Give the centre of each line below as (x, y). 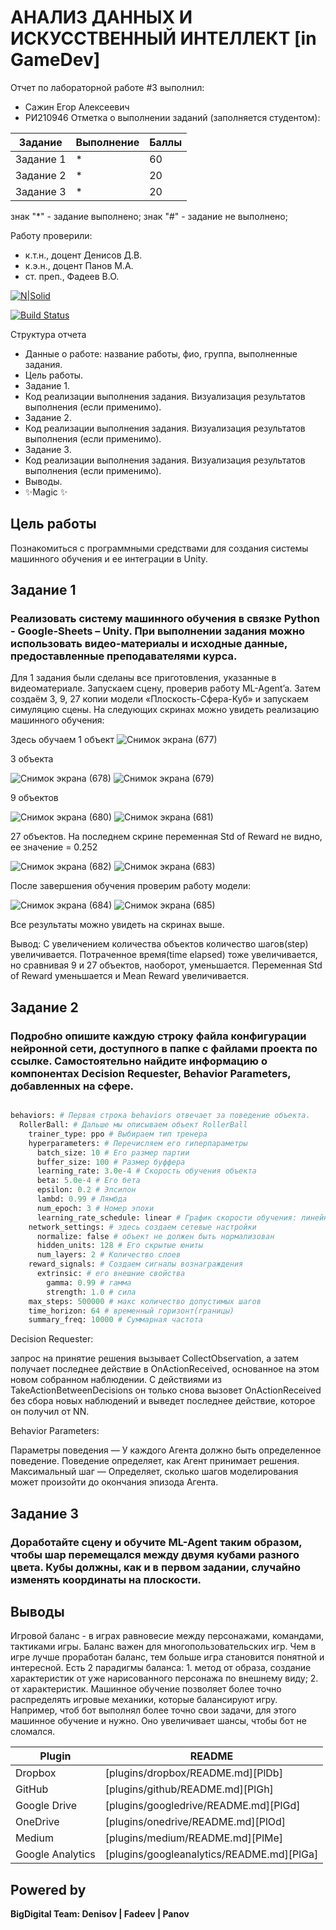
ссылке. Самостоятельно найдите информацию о (139, 1061)
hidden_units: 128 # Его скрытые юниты (119, 1246)
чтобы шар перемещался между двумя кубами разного (155, 1554)
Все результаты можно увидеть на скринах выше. (117, 925)
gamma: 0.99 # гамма (89, 1282)
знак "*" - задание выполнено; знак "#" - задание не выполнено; (149, 216)
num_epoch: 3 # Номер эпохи (95, 1208)
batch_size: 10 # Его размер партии (113, 1152)
